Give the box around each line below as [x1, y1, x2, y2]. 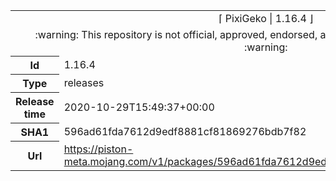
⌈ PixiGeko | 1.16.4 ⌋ [218, 12, 314, 25]
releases [63, 76, 105, 89]
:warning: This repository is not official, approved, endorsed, [34, 28, 318, 41]
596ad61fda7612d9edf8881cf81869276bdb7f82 [63, 125, 307, 138]
